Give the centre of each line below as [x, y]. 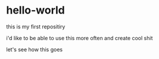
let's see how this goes [35, 49]
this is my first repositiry [36, 27]
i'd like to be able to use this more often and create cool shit [79, 38]
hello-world [36, 10]
